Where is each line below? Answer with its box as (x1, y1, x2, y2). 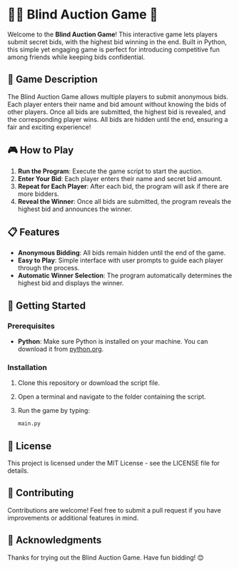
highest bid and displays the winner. (17, 279, 124, 287)
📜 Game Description (7, 73, 98, 86)
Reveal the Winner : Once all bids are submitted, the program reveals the (17, 197, 232, 205)
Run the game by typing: (17, 406, 91, 415)
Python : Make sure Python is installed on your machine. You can (17, 337, 208, 346)
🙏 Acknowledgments (7, 534, 102, 546)
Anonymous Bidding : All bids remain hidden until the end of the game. (17, 249, 226, 257)
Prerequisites (7, 321, 55, 331)
